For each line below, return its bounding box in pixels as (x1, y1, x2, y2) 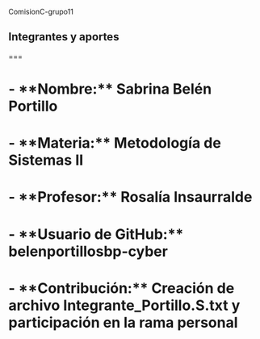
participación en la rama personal (8, 313, 238, 332)
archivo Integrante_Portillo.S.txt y (8, 296, 241, 314)
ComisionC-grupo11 (8, 7, 74, 16)
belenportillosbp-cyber (8, 242, 168, 261)
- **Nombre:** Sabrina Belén (8, 80, 212, 98)
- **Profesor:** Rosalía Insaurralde (8, 188, 253, 207)
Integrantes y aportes (8, 30, 120, 44)
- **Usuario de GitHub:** (8, 225, 184, 243)
